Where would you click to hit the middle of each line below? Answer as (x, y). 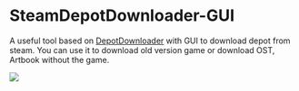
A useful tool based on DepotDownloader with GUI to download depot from (150, 41)
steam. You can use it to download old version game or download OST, (142, 50)
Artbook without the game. (60, 59)
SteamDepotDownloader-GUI (122, 16)
